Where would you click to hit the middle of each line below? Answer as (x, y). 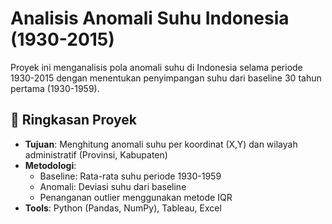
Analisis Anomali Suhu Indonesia (150, 18)
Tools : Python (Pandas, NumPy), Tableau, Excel (123, 208)
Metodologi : (50, 165)
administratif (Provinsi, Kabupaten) (96, 154)
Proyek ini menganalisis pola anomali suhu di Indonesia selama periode (156, 67)
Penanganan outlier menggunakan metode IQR (136, 197)
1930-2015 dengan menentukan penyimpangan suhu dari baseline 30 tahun (166, 78)
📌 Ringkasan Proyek (74, 120)
